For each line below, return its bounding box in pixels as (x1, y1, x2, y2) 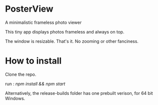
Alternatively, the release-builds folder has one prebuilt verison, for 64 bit (5, 90, 153, 96)
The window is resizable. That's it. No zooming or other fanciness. (5, 38, 138, 44)
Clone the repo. (5, 71, 37, 77)
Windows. (5, 95, 25, 101)
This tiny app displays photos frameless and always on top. (5, 29, 125, 35)
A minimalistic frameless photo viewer (5, 19, 82, 25)
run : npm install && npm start (5, 81, 66, 87)
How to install (5, 55, 62, 67)
